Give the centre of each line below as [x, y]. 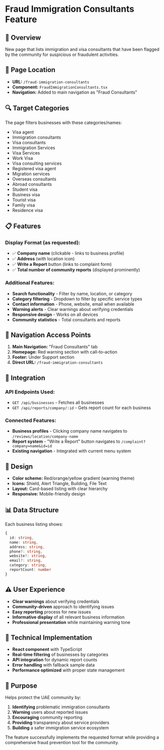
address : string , [27, 547]
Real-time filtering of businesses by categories [60, 655]
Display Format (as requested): [43, 242]
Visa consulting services [37, 163]
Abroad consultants [32, 184]
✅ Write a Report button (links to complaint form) [62, 264]
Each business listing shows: [34, 524]
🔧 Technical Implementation [48, 637]
